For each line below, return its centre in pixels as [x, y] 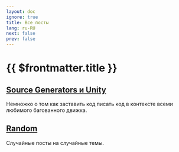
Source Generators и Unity [56, 90]
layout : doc [21, 11]
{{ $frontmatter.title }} [62, 68]
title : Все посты [27, 22]
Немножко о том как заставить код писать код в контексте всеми [89, 104]
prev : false [21, 39]
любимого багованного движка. [47, 110]
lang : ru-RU [21, 28]
